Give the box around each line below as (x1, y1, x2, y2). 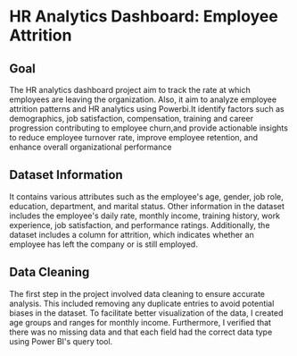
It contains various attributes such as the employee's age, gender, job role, (9, 191, 284, 202)
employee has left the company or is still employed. (9, 239, 198, 250)
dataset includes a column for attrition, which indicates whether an (9, 229, 254, 240)
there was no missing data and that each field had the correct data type (9, 326, 273, 337)
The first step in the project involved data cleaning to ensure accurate (9, 288, 266, 299)
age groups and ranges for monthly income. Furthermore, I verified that (9, 317, 272, 327)
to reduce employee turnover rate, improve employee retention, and (9, 132, 259, 142)
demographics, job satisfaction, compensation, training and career (9, 114, 254, 123)
